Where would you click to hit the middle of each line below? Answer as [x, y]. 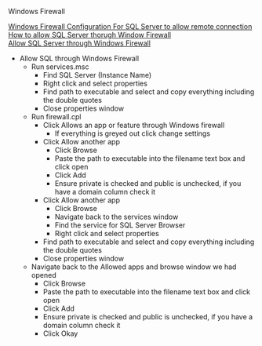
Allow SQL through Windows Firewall [79, 58]
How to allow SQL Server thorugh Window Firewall [89, 35]
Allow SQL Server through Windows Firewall [80, 43]
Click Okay [60, 333]
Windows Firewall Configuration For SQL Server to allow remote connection [130, 26]
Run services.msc [60, 67]
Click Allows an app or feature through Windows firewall [134, 125]
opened [44, 275]
